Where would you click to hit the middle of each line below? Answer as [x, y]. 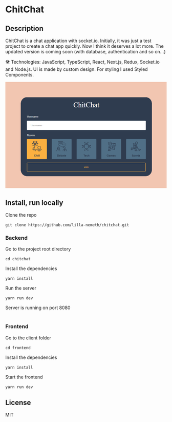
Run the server [21, 288]
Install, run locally [34, 203]
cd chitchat [18, 259]
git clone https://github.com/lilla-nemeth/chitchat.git [67, 225]
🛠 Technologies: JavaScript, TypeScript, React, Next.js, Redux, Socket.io [82, 62]
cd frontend [18, 348]
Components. [20, 75]
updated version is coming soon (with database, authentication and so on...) [85, 52]
